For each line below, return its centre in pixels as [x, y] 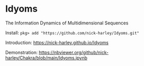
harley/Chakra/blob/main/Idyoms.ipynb [46, 58]
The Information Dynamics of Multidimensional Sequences [67, 23]
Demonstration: [21, 52]
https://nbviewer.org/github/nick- [74, 52]
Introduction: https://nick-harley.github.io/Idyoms [57, 42]
